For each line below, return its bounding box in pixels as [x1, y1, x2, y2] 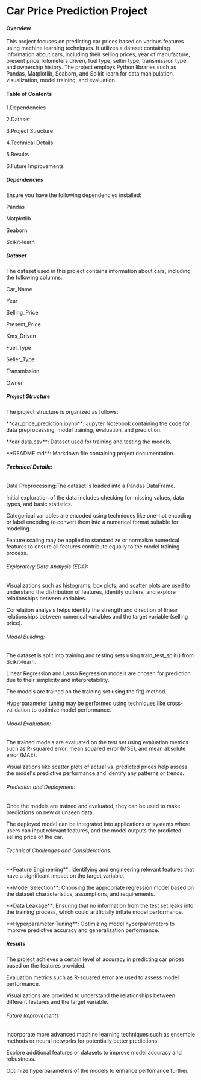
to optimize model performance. [31, 706, 111, 713]
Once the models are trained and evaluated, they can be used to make [6, 802, 181, 809]
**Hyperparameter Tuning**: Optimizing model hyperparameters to [6, 920, 175, 927]
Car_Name [6, 285, 33, 292]
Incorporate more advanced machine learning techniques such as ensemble [6, 1030, 196, 1038]
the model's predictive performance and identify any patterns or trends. [6, 770, 185, 777]
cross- [167, 699, 184, 707]
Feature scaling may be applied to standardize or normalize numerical [6, 536, 179, 544]
